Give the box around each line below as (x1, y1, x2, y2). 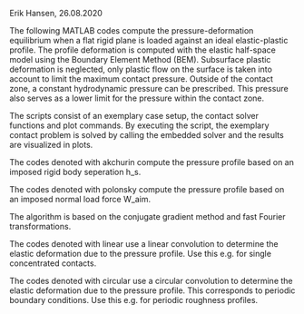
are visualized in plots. (9, 140, 93, 150)
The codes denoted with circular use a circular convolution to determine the (9, 276, 293, 286)
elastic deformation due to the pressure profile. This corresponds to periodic (9, 285, 296, 296)
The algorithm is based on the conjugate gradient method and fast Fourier (9, 211, 286, 221)
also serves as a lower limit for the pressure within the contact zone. (9, 93, 265, 103)
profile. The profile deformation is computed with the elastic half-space (9, 44, 277, 55)
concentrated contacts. (9, 258, 97, 269)
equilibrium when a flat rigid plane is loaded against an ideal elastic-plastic (9, 35, 289, 45)
